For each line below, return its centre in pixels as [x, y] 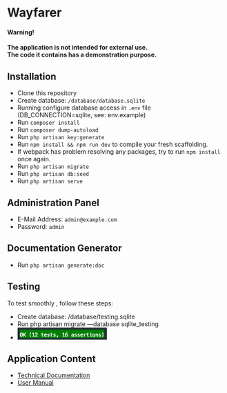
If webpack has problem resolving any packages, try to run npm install [119, 152]
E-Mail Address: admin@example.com [67, 219]
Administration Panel [53, 202]
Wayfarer [34, 13]
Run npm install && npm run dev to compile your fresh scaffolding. [112, 144]
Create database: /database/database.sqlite [81, 101]
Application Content [51, 359]
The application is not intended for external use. [78, 48]
